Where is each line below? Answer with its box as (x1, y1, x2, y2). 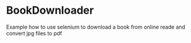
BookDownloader (6, 4, 94, 17)
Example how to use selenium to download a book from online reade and (6, 23, 186, 30)
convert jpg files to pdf (6, 29, 63, 36)
